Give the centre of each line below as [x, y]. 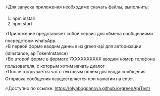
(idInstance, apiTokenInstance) [37, 53]
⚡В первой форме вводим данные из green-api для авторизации [73, 46]
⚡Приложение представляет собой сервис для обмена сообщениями [79, 33]
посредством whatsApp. [31, 41]
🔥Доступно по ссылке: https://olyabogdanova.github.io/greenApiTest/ [78, 88]
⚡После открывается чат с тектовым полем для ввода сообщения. [76, 72]
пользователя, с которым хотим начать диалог [55, 66]
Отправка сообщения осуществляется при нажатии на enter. [70, 79]
